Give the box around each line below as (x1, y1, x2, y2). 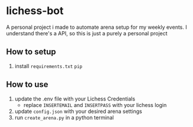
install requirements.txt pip (14, 62, 83, 69)
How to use (6, 79, 48, 89)
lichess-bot (6, 4, 64, 18)
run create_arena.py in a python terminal (14, 113, 114, 121)
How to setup (6, 47, 56, 57)
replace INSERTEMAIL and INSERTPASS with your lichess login (23, 101, 167, 108)
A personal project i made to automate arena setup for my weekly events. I (6, 24, 187, 31)
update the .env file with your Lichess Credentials (14, 95, 136, 102)
